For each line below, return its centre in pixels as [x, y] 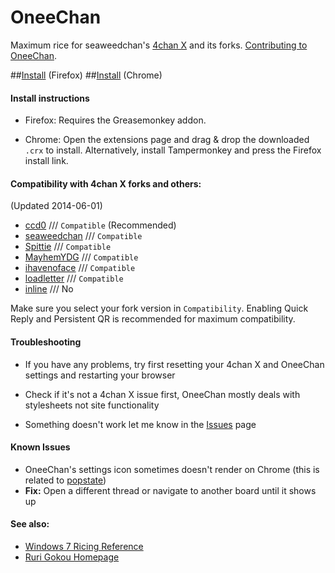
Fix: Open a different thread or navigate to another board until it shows [170, 490]
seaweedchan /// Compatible [83, 236]
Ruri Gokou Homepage [72, 557]
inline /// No [49, 289]
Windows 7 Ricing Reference [84, 546]
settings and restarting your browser [100, 375]
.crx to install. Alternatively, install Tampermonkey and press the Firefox [173, 150]
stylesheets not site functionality [92, 405]
